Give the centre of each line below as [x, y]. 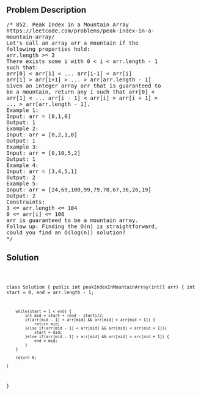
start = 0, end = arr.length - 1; [50, 292]
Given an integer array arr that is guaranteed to [84, 86]
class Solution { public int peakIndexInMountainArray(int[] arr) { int [101, 287]
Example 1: [23, 110]
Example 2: [23, 128]
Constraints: [26, 202]
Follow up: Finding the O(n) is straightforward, [82, 226]
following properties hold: [48, 49]
